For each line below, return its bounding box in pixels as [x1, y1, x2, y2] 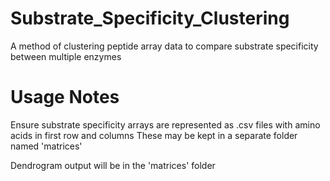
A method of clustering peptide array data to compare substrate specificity [10, 40, 319, 52]
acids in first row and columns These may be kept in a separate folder [10, 129, 298, 141]
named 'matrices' [10, 140, 83, 152]
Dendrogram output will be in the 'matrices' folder [10, 159, 216, 171]
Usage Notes [10, 86, 120, 109]
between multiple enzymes [10, 50, 122, 62]
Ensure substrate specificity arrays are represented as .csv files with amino [10, 118, 321, 131]
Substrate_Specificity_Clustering [10, 7, 290, 30]
